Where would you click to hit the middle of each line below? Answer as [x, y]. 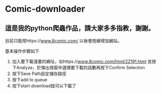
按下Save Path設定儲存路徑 [39, 74]
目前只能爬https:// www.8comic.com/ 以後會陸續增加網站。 [64, 41]
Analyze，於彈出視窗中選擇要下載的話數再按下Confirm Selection [81, 67]
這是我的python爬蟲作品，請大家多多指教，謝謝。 [80, 28]
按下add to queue [30, 80]
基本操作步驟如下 [22, 51]
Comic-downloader [45, 9]
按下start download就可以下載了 [44, 86]
